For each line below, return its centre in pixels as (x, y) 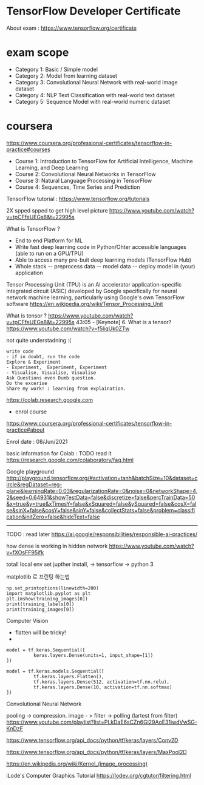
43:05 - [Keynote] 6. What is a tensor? (124, 322)
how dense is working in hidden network (57, 546)
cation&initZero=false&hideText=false (53, 517)
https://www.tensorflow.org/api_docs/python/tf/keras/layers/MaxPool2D (97, 752)
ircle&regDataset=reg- (34, 484)
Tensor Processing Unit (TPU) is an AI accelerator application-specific (94, 284)
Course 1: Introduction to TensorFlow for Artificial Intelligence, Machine (104, 161)
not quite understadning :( (39, 340)
